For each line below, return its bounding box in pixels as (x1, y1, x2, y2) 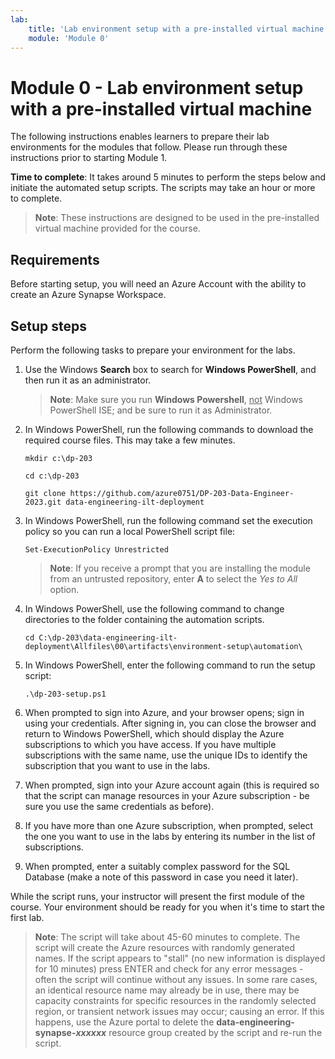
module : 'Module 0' (28, 33, 110, 43)
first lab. (10, 911, 45, 923)
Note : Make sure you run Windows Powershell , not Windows (49, 393, 304, 405)
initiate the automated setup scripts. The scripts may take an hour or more (10, 182, 316, 194)
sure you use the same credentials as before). (24, 800, 215, 812)
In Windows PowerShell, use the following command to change (24, 602, 285, 615)
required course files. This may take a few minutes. (24, 434, 236, 446)
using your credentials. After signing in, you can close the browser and (24, 717, 317, 729)
